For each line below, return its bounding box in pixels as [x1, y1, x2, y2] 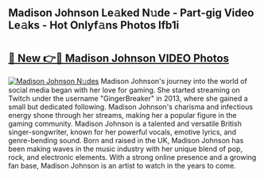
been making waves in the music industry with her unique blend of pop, [8, 144, 243, 153]
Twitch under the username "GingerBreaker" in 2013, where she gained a [8, 94, 248, 103]
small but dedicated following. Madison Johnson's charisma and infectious [8, 102, 253, 112]
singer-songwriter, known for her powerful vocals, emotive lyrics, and [8, 127, 237, 137]
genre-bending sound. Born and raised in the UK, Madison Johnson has [8, 136, 244, 145]
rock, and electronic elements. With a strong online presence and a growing [8, 153, 257, 161]
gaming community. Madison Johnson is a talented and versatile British [8, 119, 243, 128]
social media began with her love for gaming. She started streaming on [8, 85, 240, 94]
